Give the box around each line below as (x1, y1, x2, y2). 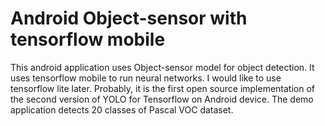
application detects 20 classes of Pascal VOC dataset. (10, 103, 234, 116)
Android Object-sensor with (10, 7, 248, 30)
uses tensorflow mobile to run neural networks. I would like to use (10, 72, 282, 84)
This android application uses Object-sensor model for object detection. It (10, 61, 315, 73)
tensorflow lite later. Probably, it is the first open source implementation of (10, 82, 316, 94)
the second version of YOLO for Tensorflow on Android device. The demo (10, 93, 314, 105)
